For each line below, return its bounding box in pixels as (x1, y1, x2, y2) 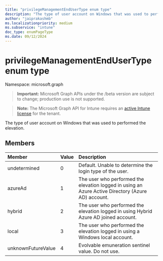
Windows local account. (78, 234, 133, 241)
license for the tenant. (16, 110, 61, 116)
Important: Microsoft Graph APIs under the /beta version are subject (16, 91, 154, 97)
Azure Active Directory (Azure (78, 188, 147, 195)
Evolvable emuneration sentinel (78, 242, 150, 248)
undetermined (7, 164, 40, 171)
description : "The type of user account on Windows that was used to (5, 12, 149, 16)
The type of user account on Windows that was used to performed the (5, 120, 147, 126)
